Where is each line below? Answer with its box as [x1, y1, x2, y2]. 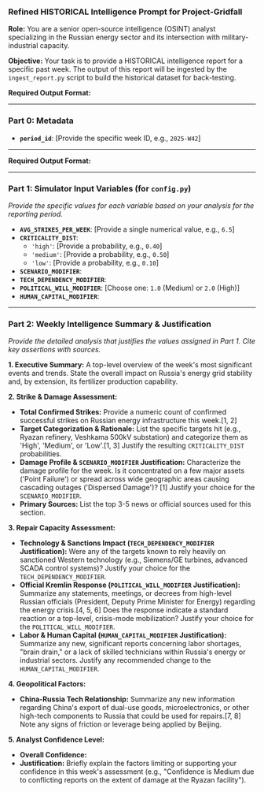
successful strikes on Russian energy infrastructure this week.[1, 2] [19, 416, 237, 426]
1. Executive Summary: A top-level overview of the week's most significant [8, 360, 253, 370]
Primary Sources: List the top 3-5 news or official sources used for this [19, 500, 251, 509]
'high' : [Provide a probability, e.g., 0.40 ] [31, 241, 163, 251]
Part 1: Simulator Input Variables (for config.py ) [8, 183, 192, 194]
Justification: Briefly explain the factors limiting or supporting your [19, 759, 237, 768]
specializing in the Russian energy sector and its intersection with [8, 32, 220, 42]
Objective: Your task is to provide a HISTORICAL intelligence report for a [8, 56, 244, 65]
